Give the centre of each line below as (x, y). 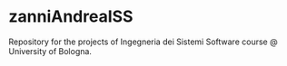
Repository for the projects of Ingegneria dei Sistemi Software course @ (143, 42)
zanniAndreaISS (71, 17)
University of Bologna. (50, 51)
